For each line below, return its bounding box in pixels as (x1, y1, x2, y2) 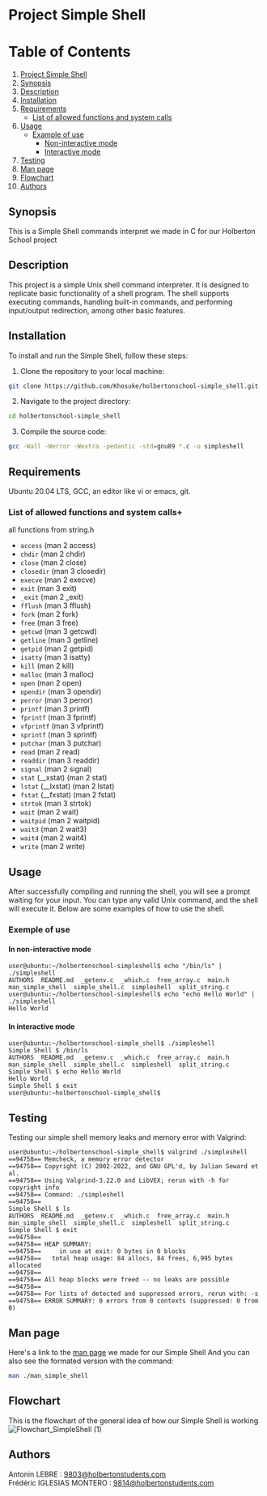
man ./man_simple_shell (8, 1372, 89, 1380)
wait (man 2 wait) (19, 807, 79, 817)
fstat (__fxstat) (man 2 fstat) (19, 790, 117, 800)
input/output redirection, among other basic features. (8, 305, 186, 315)
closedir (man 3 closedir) (19, 567, 107, 576)
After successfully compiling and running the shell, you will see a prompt (8, 886, 251, 896)
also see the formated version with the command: (8, 1356, 174, 1366)
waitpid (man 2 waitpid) (19, 816, 100, 826)
